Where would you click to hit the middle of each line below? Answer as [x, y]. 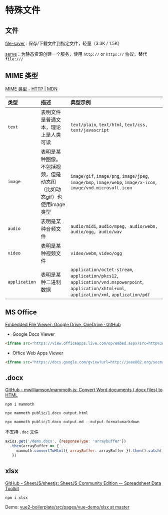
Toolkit [12, 488]
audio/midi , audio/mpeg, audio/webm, [114, 226]
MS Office [21, 312]
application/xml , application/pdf [110, 294]
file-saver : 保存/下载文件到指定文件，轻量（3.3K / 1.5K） [64, 43]
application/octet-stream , [102, 269]
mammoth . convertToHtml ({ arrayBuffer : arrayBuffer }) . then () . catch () [90, 450]
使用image [53, 204]
